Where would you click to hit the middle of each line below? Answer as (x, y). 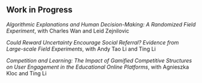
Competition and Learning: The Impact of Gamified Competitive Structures (99, 60)
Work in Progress (39, 10)
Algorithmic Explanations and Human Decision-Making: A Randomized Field (101, 24)
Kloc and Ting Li (27, 73)
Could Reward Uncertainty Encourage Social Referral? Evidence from (93, 42)
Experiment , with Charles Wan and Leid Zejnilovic (68, 31)
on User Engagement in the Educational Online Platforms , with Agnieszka (98, 67)
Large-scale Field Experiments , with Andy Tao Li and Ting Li (81, 49)
